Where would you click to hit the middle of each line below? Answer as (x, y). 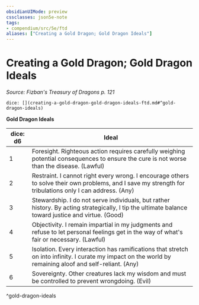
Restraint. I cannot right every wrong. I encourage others (110, 176)
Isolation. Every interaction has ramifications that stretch (110, 249)
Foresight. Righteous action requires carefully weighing (108, 151)
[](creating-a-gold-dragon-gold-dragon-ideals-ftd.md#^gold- (99, 103)
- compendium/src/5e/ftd (37, 28)
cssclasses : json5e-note (37, 17)
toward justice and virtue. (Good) (78, 215)
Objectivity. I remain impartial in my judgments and (102, 225)
